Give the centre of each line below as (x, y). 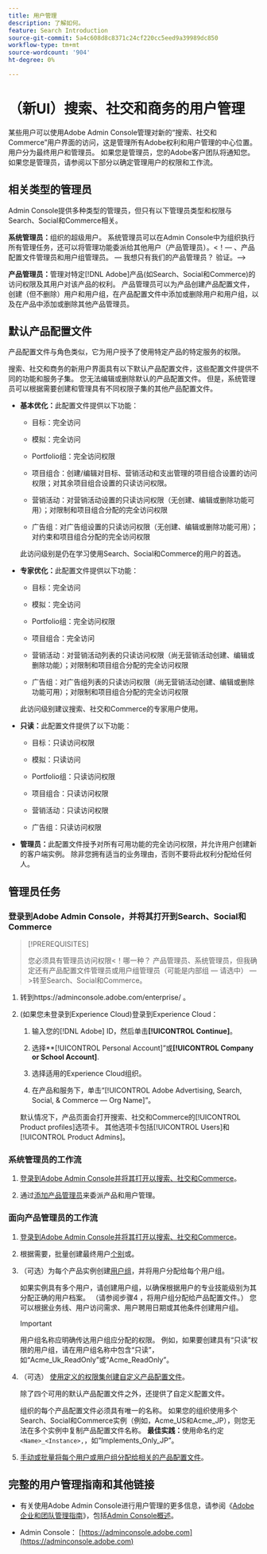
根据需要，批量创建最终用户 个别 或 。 (79, 1253)
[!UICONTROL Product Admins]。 (74, 1137)
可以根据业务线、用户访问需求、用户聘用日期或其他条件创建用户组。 (131, 1307)
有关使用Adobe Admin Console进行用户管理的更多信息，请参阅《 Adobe (137, 1505)
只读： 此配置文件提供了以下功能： (75, 726)
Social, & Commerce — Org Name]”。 (93, 1100)
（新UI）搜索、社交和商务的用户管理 (127, 109)
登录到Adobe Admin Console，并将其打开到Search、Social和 (127, 916)
